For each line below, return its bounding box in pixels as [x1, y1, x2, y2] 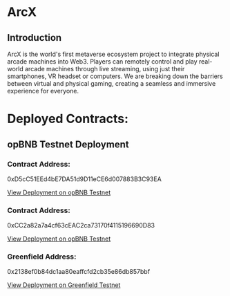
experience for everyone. [7, 87, 79, 95]
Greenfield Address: [7, 252, 77, 261]
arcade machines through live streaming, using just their [24, 65, 185, 73]
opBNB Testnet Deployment [7, 138, 129, 150]
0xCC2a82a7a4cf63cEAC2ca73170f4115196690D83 [7, 221, 155, 230]
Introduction [7, 32, 62, 44]
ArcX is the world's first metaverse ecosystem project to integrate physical [7, 50, 220, 58]
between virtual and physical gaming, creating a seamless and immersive [7, 80, 216, 87]
